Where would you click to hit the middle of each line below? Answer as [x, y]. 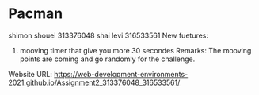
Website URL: [30, 74]
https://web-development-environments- [121, 74]
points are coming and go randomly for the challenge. [107, 59]
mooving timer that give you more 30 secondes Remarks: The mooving [135, 50]
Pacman [36, 14]
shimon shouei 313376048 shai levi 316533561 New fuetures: [108, 35]
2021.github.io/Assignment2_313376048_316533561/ [94, 82]
